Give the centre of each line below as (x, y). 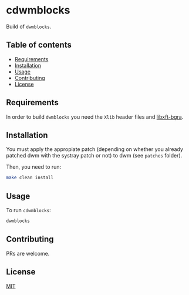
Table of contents (39, 45)
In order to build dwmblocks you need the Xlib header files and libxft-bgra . (95, 117)
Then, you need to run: (34, 167)
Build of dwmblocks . (29, 26)
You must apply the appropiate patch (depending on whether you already (95, 149)
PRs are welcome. (28, 253)
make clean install (30, 178)
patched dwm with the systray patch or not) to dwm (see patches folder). (94, 156)
